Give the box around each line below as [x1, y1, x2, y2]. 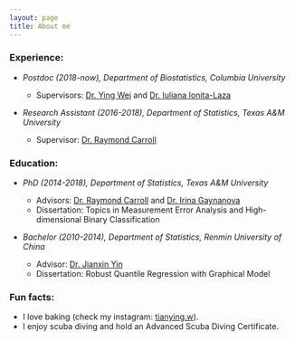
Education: [9, 156, 59, 169]
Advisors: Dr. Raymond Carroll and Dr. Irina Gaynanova [35, 195, 241, 206]
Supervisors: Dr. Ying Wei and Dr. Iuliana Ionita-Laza [35, 90, 232, 100]
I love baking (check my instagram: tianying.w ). [22, 311, 199, 322]
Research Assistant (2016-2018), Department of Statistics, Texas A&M [22, 107, 285, 118]
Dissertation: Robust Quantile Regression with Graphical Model [35, 269, 271, 279]
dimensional [35, 214, 81, 225]
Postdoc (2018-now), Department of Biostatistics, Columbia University [22, 71, 286, 82]
